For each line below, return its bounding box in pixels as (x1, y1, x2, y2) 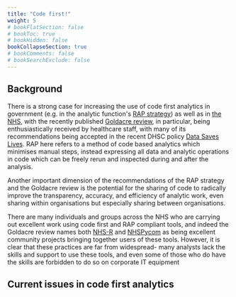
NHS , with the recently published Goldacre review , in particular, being (7, 117, 210, 125)
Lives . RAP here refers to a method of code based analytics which (7, 139, 201, 148)
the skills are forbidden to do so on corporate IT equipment (7, 257, 180, 266)
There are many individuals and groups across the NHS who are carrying (7, 212, 220, 221)
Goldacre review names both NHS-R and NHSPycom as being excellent (7, 227, 216, 236)
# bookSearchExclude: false (7, 57, 91, 64)
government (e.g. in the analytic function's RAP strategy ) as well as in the (7, 109, 222, 118)
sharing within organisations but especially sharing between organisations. (7, 198, 225, 207)
